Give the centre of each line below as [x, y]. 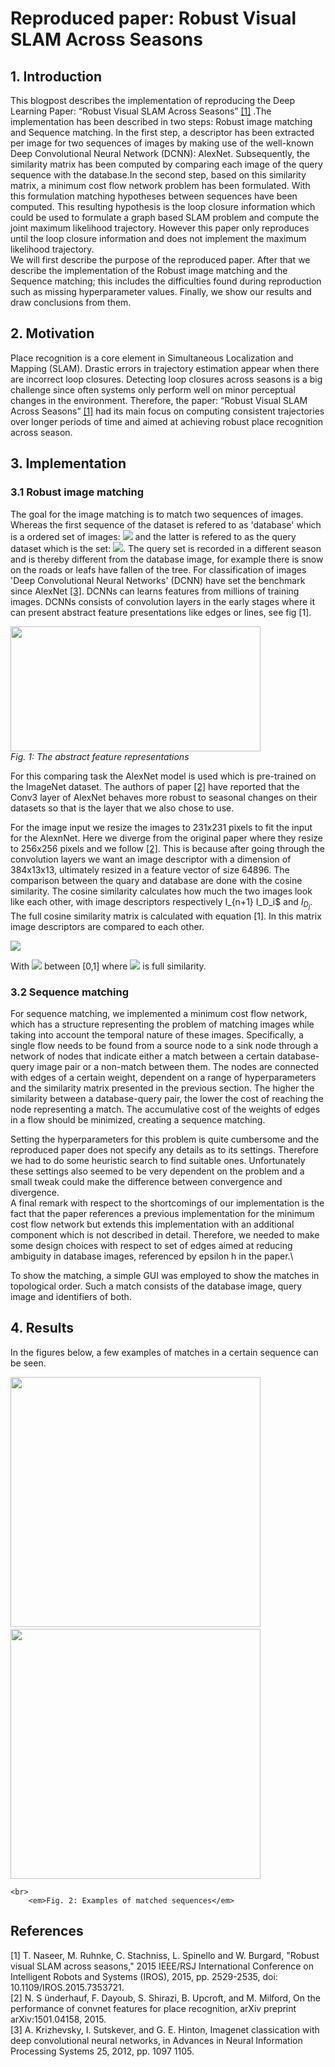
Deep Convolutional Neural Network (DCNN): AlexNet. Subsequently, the [160, 153]
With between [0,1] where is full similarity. [108, 966]
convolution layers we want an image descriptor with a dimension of [151, 859]
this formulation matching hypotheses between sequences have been [154, 196]
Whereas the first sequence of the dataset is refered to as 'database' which [166, 524]
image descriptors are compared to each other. [107, 926]
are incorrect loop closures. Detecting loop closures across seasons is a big [166, 379]
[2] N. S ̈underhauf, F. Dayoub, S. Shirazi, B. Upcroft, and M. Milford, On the [166, 1998]
